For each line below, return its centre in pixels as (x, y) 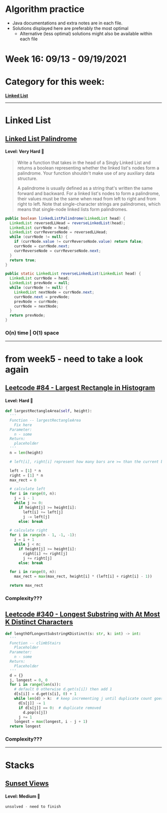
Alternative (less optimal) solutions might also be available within (86, 33)
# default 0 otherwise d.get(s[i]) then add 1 (63, 689)
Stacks (20, 765)
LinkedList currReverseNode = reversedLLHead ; (59, 232)
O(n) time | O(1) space (32, 333)
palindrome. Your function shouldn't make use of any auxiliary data (86, 173)
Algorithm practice (45, 9)
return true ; (23, 260)
